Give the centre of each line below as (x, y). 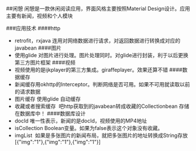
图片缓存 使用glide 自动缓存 (47, 99)
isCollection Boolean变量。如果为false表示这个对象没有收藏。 (89, 128)
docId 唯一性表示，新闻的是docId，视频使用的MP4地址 (81, 121)
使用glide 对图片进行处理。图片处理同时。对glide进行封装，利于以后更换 (101, 55)
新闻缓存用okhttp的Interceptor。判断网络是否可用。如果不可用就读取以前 (102, 84)
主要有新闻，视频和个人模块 (39, 16)
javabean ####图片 (38, 48)
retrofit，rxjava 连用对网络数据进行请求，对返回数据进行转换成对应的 (97, 41)
